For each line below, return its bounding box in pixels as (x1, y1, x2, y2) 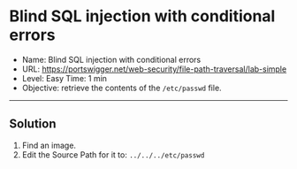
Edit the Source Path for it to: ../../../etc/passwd (21, 149, 205, 160)
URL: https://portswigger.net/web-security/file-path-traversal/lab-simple (21, 64, 287, 74)
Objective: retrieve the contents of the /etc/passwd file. (21, 82, 223, 93)
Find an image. (21, 140, 77, 150)
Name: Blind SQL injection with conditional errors (21, 54, 202, 65)
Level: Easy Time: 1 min (21, 73, 108, 83)
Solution (9, 117, 57, 132)
